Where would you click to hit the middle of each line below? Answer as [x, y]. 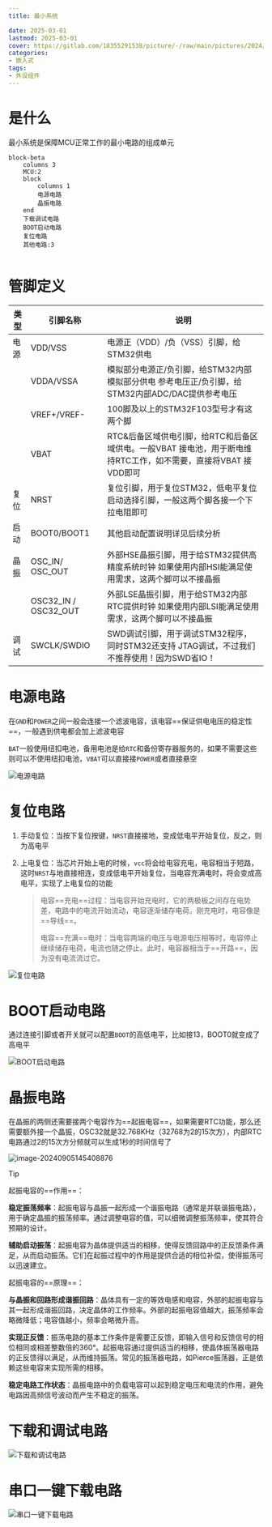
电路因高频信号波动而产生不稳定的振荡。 [76, 1395]
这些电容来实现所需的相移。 [61, 1368]
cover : [19, 45]
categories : [28, 53]
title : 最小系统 [33, 16]
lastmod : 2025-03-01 [43, 38]
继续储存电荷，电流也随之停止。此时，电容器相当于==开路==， [145, 948]
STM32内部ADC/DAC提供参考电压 [172, 394]
